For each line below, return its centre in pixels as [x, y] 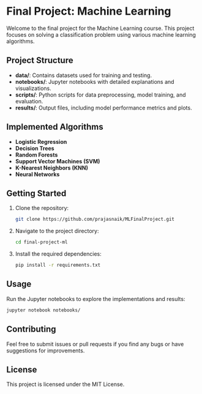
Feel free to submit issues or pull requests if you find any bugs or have [95, 344]
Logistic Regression [41, 141]
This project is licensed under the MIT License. [65, 384]
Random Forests [36, 155]
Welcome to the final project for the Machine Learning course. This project [100, 28]
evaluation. [29, 101]
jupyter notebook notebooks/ [43, 310]
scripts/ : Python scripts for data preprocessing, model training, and [100, 95]
